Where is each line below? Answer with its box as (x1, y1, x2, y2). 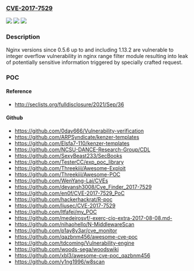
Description (6, 33, 40, 41)
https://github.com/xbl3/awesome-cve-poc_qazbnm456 (14, 252, 151, 259)
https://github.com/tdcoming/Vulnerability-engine (14, 239, 134, 246)
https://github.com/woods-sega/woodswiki (14, 245, 119, 253)
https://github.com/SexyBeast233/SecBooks (14, 152, 123, 159)
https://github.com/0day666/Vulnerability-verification (14, 127, 144, 134)
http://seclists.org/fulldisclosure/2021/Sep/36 (14, 101, 124, 108)
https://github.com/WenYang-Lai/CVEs (14, 177, 108, 184)
